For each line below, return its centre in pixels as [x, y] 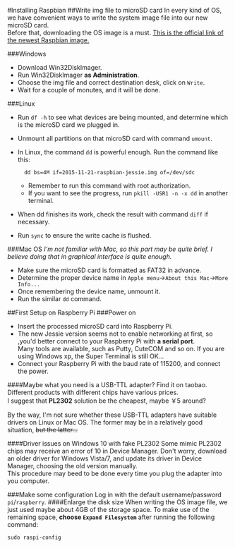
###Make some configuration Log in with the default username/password [114, 494]
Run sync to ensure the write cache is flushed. [84, 235]
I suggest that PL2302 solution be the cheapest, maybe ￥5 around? [107, 401]
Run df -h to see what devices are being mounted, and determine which [122, 117]
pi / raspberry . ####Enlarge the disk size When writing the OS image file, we [117, 502]
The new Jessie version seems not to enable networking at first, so [115, 334]
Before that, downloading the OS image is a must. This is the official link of [115, 32]
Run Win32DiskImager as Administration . [78, 75]
